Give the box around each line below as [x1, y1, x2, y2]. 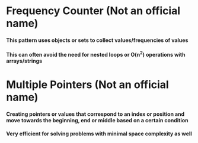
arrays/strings [6, 57, 43, 64]
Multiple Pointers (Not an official [6, 78, 169, 92]
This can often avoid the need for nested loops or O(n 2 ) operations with [6, 50, 186, 58]
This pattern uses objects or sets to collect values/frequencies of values [6, 37, 189, 44]
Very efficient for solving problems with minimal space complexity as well [6, 130, 193, 137]
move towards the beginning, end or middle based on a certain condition [6, 116, 189, 123]
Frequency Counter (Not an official [6, 4, 181, 18]
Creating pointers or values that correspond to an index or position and [6, 110, 185, 118]
